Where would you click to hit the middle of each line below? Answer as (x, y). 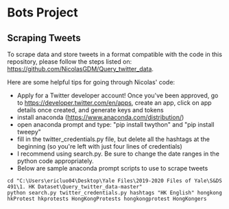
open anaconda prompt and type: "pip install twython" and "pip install (116, 124)
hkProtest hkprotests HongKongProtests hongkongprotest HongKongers (107, 199)
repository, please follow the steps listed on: (70, 62)
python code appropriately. (55, 161)
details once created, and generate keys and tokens (90, 110)
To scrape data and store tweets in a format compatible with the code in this (115, 54)
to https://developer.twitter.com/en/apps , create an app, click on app (114, 103)
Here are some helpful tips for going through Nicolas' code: (91, 82)
